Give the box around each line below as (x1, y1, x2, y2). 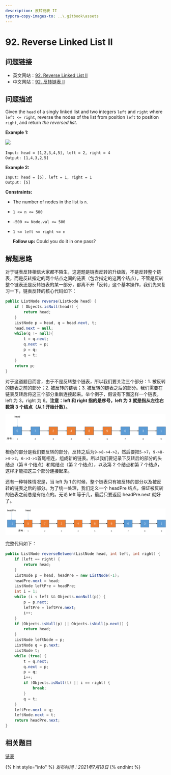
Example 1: (5, 129, 29, 136)
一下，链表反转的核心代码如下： (9, 288, 77, 294)
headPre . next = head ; (14, 578, 60, 583)
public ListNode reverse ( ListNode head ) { (5, 299, 97, 304)
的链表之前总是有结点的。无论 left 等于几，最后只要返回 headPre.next (5, 491, 151, 497)
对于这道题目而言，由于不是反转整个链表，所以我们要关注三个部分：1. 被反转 (5, 379, 166, 385)
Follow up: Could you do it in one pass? (12, 238, 96, 245)
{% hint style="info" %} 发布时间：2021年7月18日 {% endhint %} (5, 764, 141, 770)
